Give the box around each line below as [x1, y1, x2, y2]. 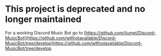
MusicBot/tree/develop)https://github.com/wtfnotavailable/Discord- [5, 40, 142, 46]
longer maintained [5, 14, 82, 25]
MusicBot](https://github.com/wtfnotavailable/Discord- [5, 35, 117, 41]
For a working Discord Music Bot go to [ [5, 30, 86, 36]
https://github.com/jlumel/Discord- [85, 30, 156, 36]
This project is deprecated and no [5, 3, 145, 15]
